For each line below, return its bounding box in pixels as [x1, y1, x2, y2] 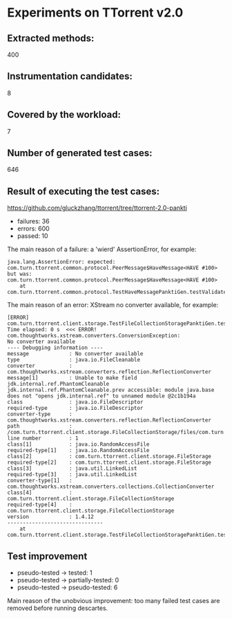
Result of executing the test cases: [7, 185, 160, 197]
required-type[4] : [7, 502, 72, 509]
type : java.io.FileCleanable [7, 357, 140, 364]
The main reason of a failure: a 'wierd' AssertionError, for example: [7, 245, 197, 253]
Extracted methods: [7, 32, 95, 44]
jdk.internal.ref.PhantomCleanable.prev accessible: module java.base [7, 386, 215, 394]
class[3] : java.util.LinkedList [7, 465, 137, 472]
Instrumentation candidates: [7, 70, 133, 82]
